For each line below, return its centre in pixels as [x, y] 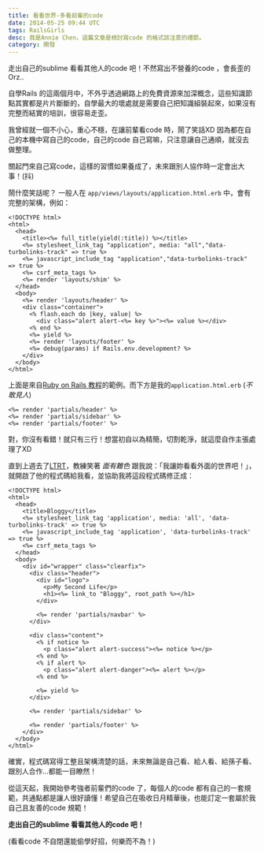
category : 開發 [32, 45]
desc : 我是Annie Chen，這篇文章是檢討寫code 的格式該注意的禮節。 [107, 37]
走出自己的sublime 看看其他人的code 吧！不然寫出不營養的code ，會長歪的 [130, 69]
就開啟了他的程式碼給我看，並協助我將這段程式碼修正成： [101, 476]
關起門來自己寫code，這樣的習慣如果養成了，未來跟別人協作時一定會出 [123, 166]
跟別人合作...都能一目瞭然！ [53, 771]
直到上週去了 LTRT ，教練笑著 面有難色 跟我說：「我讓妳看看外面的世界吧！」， [132, 466]
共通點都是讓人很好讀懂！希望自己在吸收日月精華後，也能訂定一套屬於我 [139, 798]
